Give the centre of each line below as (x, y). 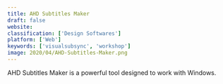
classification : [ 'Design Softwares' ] (64, 33)
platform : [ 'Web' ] (34, 40)
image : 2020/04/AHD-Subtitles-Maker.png (68, 53)
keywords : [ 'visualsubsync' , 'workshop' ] (69, 46)
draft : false (26, 20)
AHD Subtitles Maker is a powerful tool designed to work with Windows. (112, 72)
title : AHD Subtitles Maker (49, 14)
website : (20, 27)
